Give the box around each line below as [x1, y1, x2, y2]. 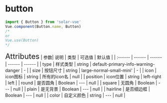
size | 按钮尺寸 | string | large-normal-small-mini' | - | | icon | [32, 68, 157, 74]
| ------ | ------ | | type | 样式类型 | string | [5, 61, 92, 67]
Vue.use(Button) [5, 38, 39, 43]
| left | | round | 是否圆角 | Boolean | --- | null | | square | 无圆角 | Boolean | [5, 80, 158, 86]
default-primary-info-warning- [92, 61, 156, 67]
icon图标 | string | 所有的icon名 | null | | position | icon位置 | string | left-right [5, 74, 162, 80]
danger [5, 68, 20, 74]
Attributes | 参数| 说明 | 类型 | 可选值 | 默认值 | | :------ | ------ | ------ [5, 52, 162, 61]
